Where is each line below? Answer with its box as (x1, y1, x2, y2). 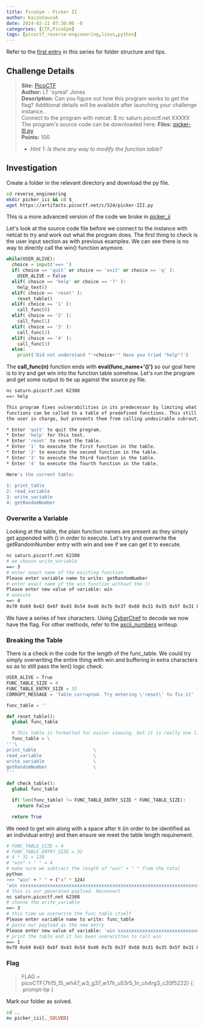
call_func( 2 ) (17, 329, 50, 335)
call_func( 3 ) (17, 341, 50, 347)
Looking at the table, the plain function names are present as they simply (6, 528, 188, 535)
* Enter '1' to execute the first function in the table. (6, 444, 156, 450)
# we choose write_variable (6, 558, 78, 565)
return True (12, 814, 42, 820)
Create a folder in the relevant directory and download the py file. (6, 179, 170, 186)
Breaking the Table (6, 636, 63, 644)
